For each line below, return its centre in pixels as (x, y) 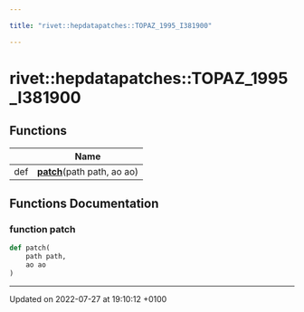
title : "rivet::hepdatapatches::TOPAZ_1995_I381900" (111, 25)
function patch (43, 229)
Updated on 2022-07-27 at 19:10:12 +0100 (88, 298)
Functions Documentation (84, 204)
